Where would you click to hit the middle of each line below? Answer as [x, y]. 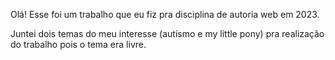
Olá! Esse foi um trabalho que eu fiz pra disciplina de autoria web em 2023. [165, 14]
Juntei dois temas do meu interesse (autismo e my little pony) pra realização [167, 33]
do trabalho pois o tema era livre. [78, 44]
